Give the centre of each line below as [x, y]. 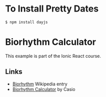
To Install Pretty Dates [52, 9]
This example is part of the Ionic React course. [53, 56]
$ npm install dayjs [27, 22]
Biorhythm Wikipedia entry [40, 84]
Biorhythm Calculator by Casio [44, 89]
